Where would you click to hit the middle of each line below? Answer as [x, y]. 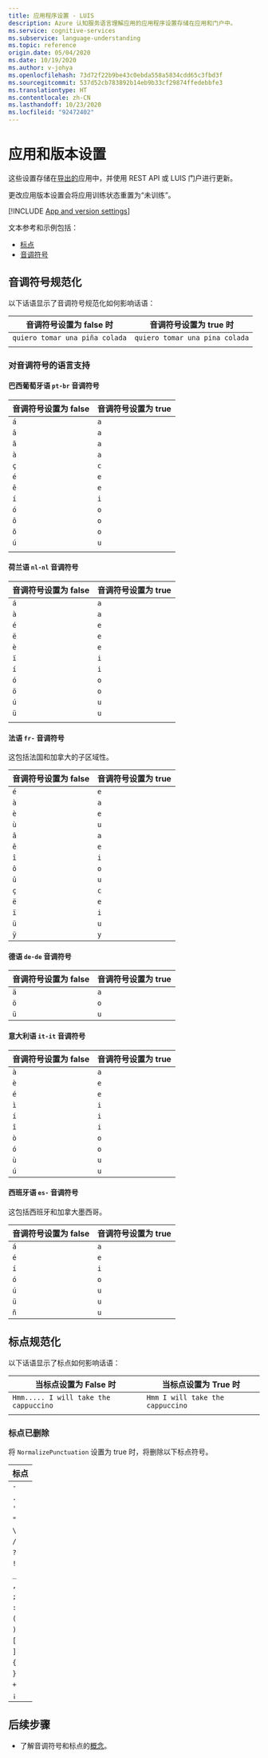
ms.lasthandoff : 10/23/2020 [55, 105]
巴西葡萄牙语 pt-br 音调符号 [54, 386]
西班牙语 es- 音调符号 [43, 1193]
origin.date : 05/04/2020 [49, 53]
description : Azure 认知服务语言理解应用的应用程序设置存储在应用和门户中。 [122, 23]
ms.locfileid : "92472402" [51, 113]
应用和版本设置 [57, 155]
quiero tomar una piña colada [70, 338]
